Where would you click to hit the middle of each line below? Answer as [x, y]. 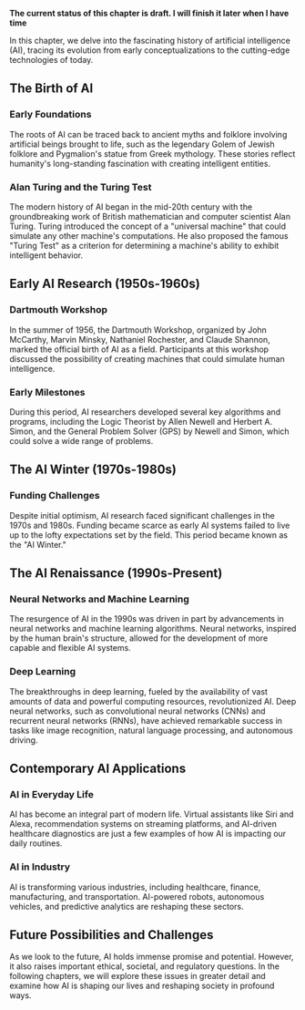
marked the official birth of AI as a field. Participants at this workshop [139, 349]
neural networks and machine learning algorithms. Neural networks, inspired [153, 629]
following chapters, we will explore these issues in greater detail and [137, 976]
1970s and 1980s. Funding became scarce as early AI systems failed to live [150, 525]
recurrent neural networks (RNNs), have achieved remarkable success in [146, 720]
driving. [24, 740]
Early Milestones [47, 392]
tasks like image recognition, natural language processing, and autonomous [151, 730]
